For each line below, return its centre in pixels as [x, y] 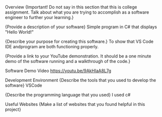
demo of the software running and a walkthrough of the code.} [68, 61]
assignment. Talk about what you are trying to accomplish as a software [77, 12]
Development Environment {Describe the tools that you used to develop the [81, 80]
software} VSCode [24, 85]
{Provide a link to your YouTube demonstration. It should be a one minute [78, 56]
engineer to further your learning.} [39, 17]
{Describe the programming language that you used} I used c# [68, 95]
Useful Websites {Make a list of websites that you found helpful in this [75, 104]
